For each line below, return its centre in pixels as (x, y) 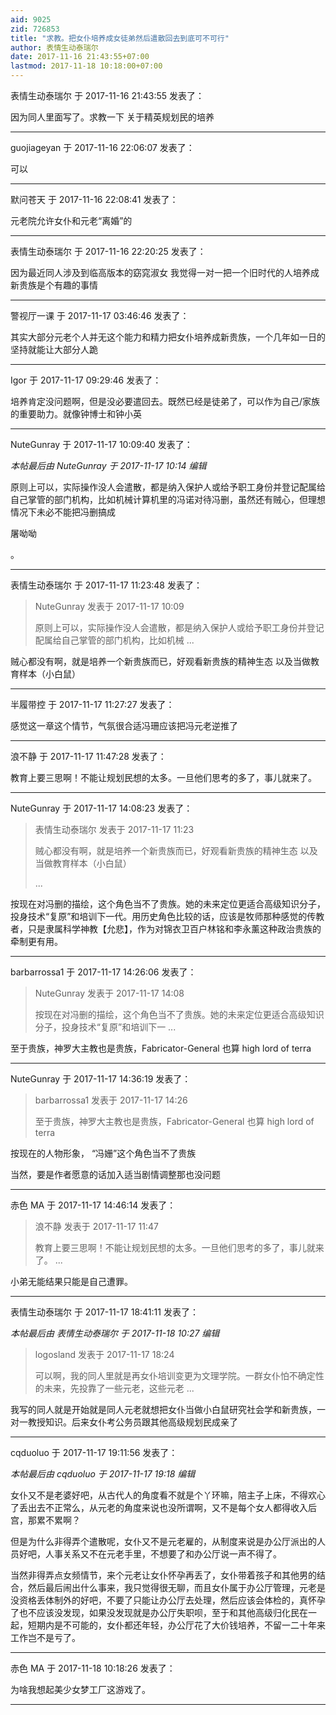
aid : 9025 (31, 19)
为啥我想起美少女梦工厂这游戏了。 (80, 1689)
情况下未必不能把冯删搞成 (63, 512)
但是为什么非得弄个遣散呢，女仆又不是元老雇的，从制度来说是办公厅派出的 (163, 1541)
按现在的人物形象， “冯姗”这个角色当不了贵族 (103, 1153)
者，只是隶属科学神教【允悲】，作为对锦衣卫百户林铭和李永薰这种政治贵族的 (166, 929)
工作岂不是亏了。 (45, 1637)
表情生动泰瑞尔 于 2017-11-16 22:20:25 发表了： (108, 251)
